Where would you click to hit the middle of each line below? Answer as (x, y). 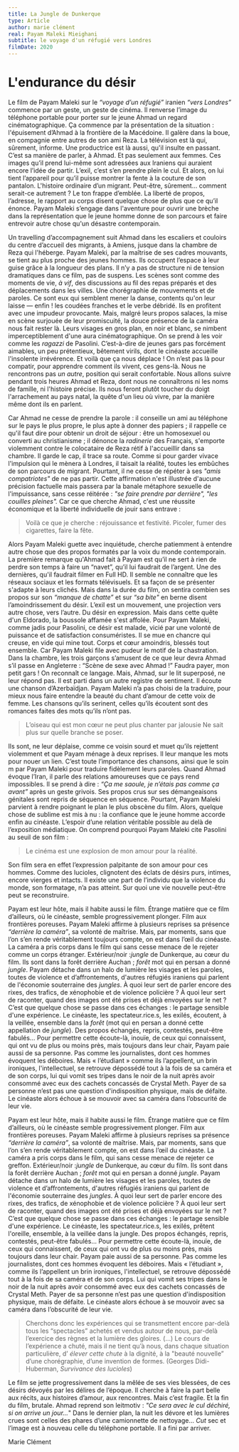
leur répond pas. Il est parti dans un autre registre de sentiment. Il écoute (115, 680)
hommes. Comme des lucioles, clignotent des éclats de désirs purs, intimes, (119, 872)
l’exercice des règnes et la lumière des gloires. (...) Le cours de (117, 1338)
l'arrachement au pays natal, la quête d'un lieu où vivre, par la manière (111, 396)
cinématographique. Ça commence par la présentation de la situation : (111, 125)
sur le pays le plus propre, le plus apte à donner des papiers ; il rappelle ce (117, 425)
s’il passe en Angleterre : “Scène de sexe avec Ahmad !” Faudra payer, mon (119, 665)
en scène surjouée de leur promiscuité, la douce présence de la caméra (113, 320)
